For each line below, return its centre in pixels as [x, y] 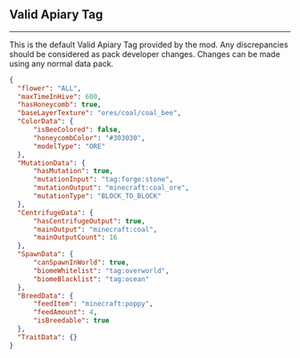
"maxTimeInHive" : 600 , [59, 96]
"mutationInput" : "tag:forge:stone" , [103, 179]
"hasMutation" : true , [73, 171]
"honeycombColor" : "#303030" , [89, 137]
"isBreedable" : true [71, 321]
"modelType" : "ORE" [69, 146]
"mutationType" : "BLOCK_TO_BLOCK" [97, 196]
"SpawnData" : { [46, 254]
